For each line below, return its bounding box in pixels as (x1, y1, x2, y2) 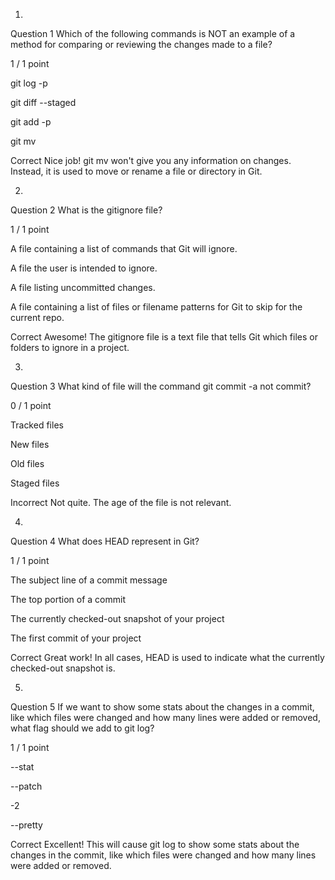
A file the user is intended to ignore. (10, 262, 158, 274)
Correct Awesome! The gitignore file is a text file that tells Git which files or (10, 331, 318, 343)
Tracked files (10, 419, 64, 431)
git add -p (10, 116, 52, 128)
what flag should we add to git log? (10, 722, 155, 734)
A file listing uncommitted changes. (10, 282, 156, 293)
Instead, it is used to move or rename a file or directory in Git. (10, 165, 263, 177)
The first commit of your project (10, 632, 142, 644)
